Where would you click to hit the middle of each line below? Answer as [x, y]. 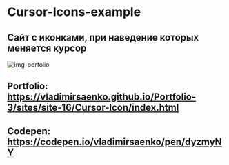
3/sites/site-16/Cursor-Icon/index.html [93, 108]
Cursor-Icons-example [74, 12]
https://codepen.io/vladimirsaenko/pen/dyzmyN [114, 142]
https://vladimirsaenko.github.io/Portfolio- [102, 97]
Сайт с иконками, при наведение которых [103, 37]
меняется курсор [47, 48]
